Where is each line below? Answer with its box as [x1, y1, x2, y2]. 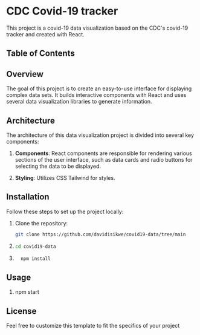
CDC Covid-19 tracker [6, 4, 118, 18]
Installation [6, 192, 50, 202]
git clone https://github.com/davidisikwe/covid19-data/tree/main [15, 231, 186, 237]
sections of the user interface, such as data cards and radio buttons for [15, 156, 193, 163]
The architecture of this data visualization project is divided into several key [6, 131, 195, 139]
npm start [15, 288, 39, 296]
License [6, 306, 37, 316]
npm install [21, 256, 51, 262]
